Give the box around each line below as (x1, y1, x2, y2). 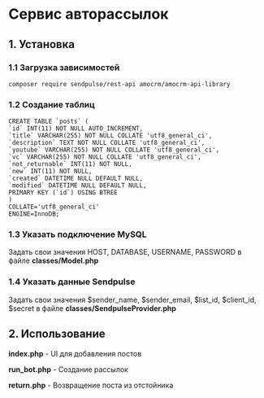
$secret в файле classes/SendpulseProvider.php (8, 303, 177, 313)
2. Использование (8, 327, 106, 341)
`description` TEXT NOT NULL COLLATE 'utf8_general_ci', (8, 139, 206, 147)
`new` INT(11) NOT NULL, (8, 168, 93, 176)
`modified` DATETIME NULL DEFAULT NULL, (8, 182, 148, 190)
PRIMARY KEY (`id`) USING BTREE (8, 189, 118, 197)
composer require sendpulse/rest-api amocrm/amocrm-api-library (8, 80, 231, 88)
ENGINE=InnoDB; (8, 210, 60, 218)
